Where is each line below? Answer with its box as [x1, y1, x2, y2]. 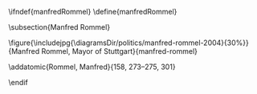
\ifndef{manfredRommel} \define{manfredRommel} [8, 7, 177, 16]
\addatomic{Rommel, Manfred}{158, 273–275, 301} [8, 62, 176, 72]
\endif [8, 78, 28, 87]
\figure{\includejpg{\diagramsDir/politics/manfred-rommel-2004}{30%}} [8, 38, 249, 47]
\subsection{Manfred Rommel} [8, 22, 111, 31]
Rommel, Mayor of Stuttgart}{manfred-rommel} [41, 47, 198, 55]
